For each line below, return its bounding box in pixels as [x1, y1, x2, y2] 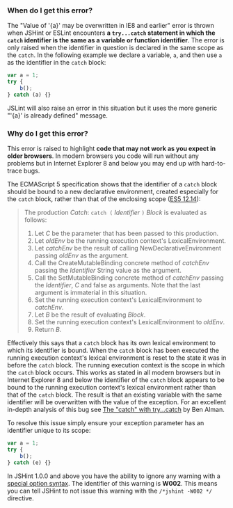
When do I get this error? [7, 6, 93, 15]
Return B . [34, 326, 62, 334]
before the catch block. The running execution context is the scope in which [7, 361, 225, 370]
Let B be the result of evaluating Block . [34, 310, 146, 319]
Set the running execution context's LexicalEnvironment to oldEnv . [34, 318, 225, 326]
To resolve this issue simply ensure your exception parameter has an [7, 419, 204, 427]
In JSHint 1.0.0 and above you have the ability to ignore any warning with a [7, 472, 220, 480]
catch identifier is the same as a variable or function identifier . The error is [7, 36, 225, 45]
